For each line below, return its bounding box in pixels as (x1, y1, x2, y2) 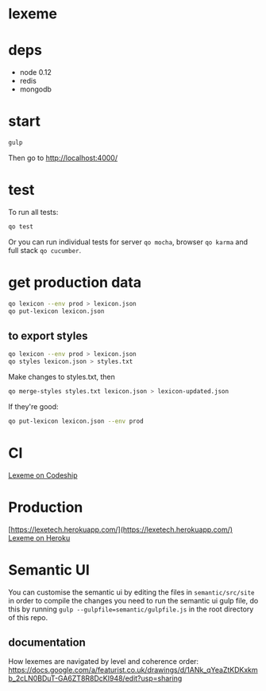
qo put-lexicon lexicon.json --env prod (8, 417, 145, 425)
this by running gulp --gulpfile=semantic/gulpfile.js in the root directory (8, 604, 254, 614)
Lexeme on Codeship (8, 470, 78, 480)
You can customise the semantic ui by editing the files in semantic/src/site (8, 587, 256, 597)
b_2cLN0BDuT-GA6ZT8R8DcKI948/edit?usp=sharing (8, 673, 183, 683)
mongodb (19, 84, 52, 94)
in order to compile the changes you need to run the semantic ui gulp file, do (8, 595, 259, 605)
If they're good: (8, 401, 59, 411)
